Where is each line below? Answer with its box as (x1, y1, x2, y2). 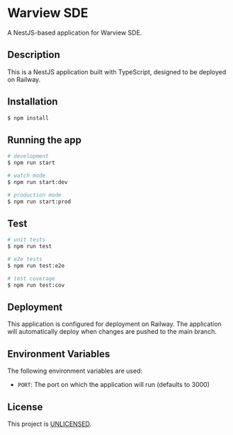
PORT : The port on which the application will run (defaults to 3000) (17, 381, 210, 389)
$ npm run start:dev (7, 178, 69, 185)
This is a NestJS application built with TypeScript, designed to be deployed (7, 67, 227, 76)
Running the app (7, 134, 81, 146)
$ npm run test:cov (7, 282, 65, 289)
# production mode (7, 191, 62, 199)
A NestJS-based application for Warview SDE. (7, 28, 142, 37)
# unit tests (7, 236, 46, 243)
